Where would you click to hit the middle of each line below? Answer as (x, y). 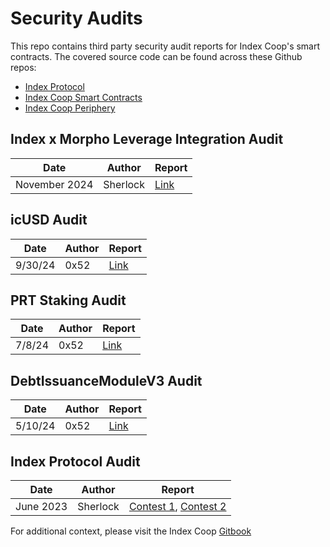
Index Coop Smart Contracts (83, 97)
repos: (23, 67)
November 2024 (54, 184)
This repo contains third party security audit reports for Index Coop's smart (165, 46)
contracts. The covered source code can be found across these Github (156, 56)
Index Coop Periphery (70, 108)
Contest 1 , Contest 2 (177, 506)
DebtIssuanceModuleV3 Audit (106, 380)
